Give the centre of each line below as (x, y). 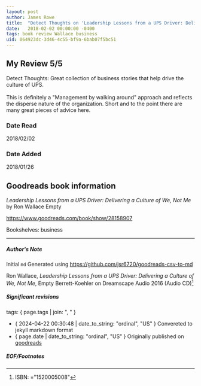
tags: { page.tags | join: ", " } (41, 312)
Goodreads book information (61, 186)
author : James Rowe (31, 17)
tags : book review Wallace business (52, 34)
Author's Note (24, 249)
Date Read (22, 125)
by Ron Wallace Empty (34, 206)
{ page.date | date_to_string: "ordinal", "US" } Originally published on (99, 336)
